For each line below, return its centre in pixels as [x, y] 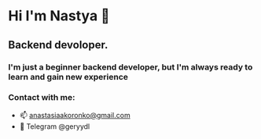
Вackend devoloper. [58, 45]
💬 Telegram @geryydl [55, 126]
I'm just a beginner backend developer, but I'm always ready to [130, 67]
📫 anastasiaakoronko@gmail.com [75, 115]
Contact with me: [42, 98]
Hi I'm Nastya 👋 [59, 16]
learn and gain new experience [68, 77]
